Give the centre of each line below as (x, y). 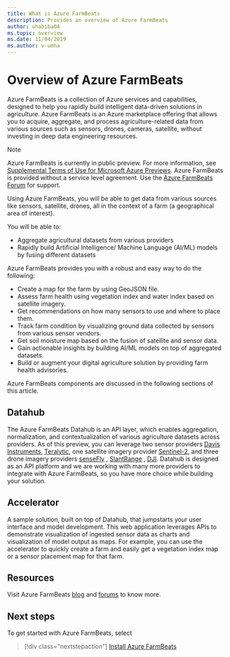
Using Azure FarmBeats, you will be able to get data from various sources (112, 198)
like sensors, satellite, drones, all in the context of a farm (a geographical (111, 206)
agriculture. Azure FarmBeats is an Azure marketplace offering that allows (112, 114)
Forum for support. (34, 185)
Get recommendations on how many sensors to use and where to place (119, 311)
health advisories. (42, 370)
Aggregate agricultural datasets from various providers (95, 240)
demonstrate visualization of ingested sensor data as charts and (98, 534)
